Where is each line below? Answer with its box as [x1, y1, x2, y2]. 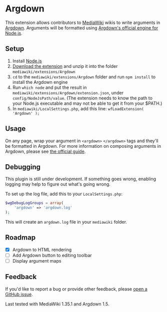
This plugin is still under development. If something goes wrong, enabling [5, 176, 156, 182]
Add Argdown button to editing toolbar [12, 252, 92, 258]
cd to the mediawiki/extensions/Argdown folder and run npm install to [12, 73, 156, 80]
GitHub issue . [5, 291, 33, 297]
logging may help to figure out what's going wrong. [5, 181, 111, 187]
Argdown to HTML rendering [12, 247, 72, 253]
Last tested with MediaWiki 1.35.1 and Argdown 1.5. [5, 301, 109, 307]
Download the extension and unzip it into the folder [12, 63, 118, 69]
